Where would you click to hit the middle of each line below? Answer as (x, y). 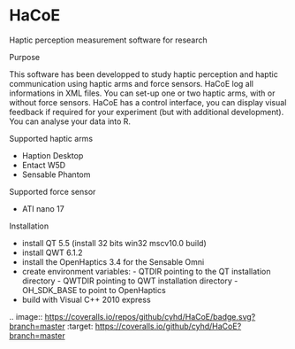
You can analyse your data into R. (70, 121)
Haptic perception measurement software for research (108, 40)
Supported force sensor (53, 191)
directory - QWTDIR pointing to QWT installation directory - (130, 281)
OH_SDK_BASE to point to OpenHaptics (94, 290)
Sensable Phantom (56, 174)
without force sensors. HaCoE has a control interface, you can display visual (148, 102)
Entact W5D (44, 165)
